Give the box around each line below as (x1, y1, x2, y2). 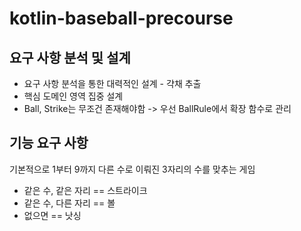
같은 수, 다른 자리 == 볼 (23, 197, 116, 209)
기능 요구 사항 (9, 135, 89, 152)
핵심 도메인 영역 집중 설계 (23, 90, 124, 102)
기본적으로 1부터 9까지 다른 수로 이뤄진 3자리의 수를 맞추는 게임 (9, 163, 256, 175)
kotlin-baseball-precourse (9, 7, 234, 30)
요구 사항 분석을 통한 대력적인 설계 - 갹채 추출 (23, 78, 202, 89)
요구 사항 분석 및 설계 (9, 49, 131, 66)
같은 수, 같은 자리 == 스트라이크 (23, 184, 148, 196)
